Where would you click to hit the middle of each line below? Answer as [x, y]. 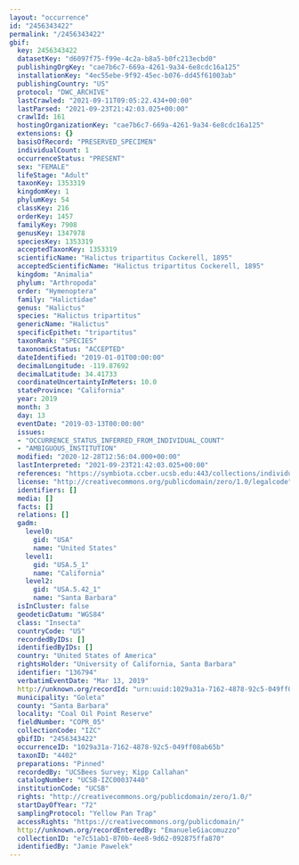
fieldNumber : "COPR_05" [61, 722]
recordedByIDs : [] [52, 639]
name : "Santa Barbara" [75, 598]
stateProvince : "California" [71, 391]
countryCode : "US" [52, 631]
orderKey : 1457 [45, 216]
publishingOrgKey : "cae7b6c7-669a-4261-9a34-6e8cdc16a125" [129, 68]
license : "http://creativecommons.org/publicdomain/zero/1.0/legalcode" [155, 482]
